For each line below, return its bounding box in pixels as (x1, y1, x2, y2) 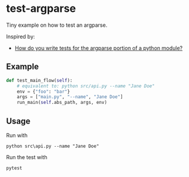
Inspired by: (6, 33, 36, 40)
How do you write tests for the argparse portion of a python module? (14, 44, 182, 52)
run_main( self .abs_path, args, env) (17, 100, 108, 106)
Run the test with (6, 153, 47, 160)
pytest (6, 165, 23, 171)
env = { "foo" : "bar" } (17, 88, 70, 94)
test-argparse (6, 2, 76, 15)
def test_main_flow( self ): (6, 77, 73, 83)
